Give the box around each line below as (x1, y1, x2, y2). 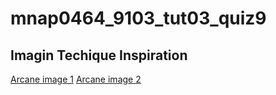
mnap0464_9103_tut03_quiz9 (10, 7, 267, 30)
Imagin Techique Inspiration (10, 47, 188, 64)
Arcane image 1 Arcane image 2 (10, 73, 142, 85)
